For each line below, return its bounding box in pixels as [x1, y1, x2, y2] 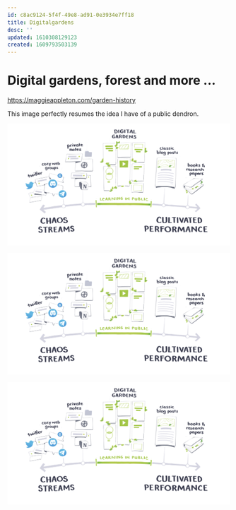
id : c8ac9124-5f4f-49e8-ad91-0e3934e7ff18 [7, 11, 134, 18]
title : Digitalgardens [7, 18, 74, 26]
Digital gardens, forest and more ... [7, 73, 216, 88]
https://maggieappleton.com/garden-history [7, 96, 136, 105]
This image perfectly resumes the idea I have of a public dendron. [7, 109, 199, 118]
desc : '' [7, 26, 33, 33]
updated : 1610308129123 [7, 34, 78, 41]
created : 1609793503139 [7, 41, 78, 49]
